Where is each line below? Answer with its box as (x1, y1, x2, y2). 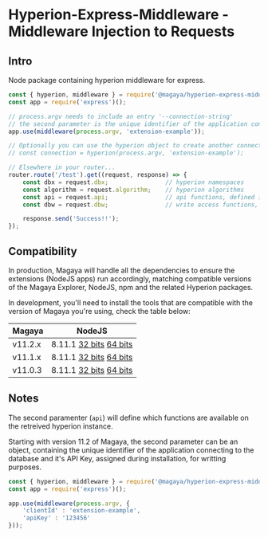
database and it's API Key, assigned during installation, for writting (8, 453, 227, 463)
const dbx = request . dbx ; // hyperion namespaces (22, 178, 245, 186)
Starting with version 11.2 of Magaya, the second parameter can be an (8, 437, 238, 446)
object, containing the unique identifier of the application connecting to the (8, 445, 254, 455)
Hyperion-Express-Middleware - (8, 6, 229, 24)
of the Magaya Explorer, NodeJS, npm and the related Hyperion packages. (8, 282, 254, 292)
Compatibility (8, 245, 77, 258)
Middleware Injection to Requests (8, 22, 235, 41)
